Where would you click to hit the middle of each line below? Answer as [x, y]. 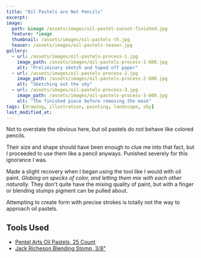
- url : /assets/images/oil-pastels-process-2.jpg [75, 73]
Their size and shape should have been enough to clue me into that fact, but [100, 147]
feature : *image [32, 34]
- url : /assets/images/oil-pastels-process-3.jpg [75, 90]
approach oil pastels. [32, 209]
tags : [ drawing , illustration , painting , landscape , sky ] [80, 106]
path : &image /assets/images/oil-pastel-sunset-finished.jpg [90, 28]
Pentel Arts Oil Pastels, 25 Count [55, 242]
